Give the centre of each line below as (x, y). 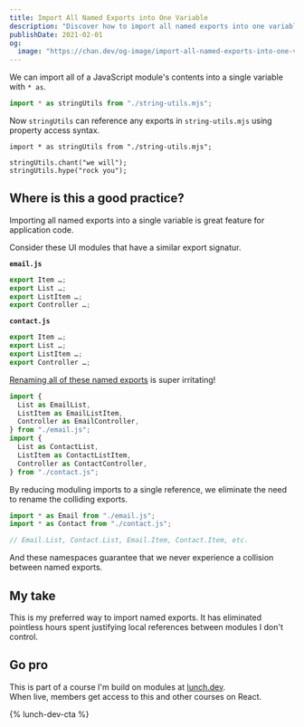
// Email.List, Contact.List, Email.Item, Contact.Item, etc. (129, 540)
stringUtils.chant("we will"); (68, 163)
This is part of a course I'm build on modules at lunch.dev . (118, 687)
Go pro (28, 665)
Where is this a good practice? (97, 199)
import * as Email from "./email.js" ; (82, 516)
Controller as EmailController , (79, 422)
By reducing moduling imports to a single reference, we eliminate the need (148, 489)
